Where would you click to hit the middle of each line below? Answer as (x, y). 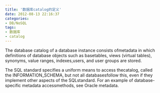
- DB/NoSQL (16, 23)
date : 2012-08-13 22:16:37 (32, 14)
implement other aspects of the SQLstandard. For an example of (69, 80)
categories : (17, 18)
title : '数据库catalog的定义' (33, 9)
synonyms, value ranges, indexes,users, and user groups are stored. (73, 61)
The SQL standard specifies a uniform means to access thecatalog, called (79, 70)
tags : (10, 28)
